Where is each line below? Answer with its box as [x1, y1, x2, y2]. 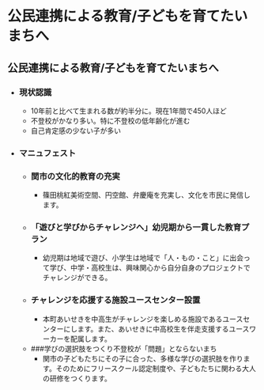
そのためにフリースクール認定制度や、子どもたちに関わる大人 [55, 363, 256, 373]
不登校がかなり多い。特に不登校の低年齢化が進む [30, 115, 190, 125]
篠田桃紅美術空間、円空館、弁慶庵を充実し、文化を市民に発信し [42, 191, 251, 200]
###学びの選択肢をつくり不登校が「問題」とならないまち [30, 343, 217, 353]
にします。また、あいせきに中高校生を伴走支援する [63, 324, 229, 333]
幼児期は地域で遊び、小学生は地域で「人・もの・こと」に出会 [42, 253, 244, 263]
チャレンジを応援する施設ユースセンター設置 [30, 294, 201, 305]
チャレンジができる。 [42, 273, 112, 282]
